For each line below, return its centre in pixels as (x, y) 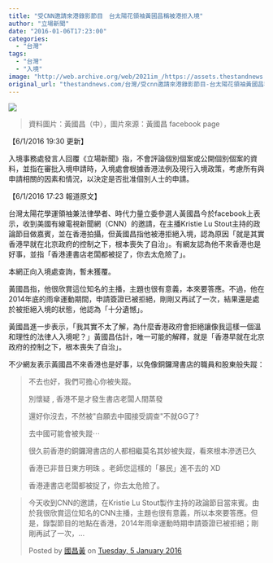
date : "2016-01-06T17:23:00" (58, 31)
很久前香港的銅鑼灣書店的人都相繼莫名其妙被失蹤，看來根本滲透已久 (142, 451)
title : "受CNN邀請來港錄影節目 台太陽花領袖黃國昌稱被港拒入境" (106, 16)
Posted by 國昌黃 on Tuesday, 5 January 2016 (105, 550)
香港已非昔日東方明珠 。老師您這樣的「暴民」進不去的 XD (124, 468)
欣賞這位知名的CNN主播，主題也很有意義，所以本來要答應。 (151, 512)
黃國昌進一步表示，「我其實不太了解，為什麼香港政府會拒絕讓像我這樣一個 (131, 326)
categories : (28, 39)
